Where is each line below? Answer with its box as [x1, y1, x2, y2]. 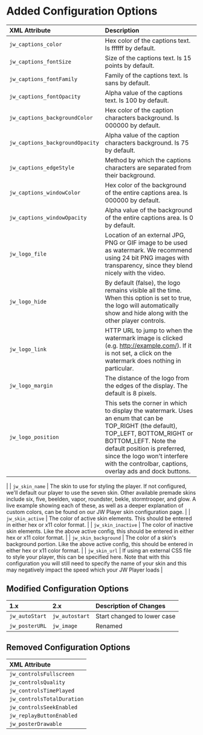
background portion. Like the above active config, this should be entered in [6, 540, 193, 547]
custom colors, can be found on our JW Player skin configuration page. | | [6, 508, 190, 515]
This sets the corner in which [105, 398, 187, 407]
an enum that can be [105, 414, 163, 422]
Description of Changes [95, 601, 166, 610]
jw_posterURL [9, 622, 47, 629]
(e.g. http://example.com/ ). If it [105, 341, 192, 349]
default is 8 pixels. [105, 389, 157, 397]
